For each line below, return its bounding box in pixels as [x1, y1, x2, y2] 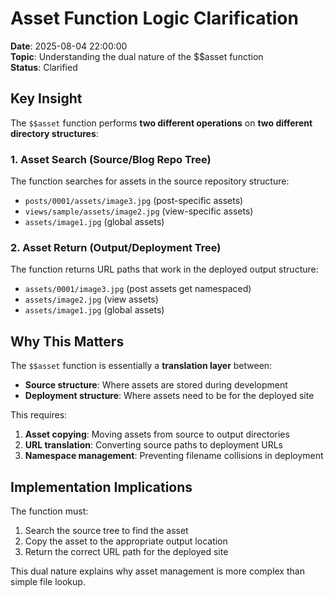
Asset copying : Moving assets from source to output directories [24, 428, 290, 441]
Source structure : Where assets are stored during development [24, 379, 288, 391]
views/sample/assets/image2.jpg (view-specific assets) [24, 205, 254, 217]
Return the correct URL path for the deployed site [24, 545, 229, 557]
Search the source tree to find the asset [24, 524, 189, 536]
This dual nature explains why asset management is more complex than [10, 565, 305, 577]
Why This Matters [10, 333, 125, 350]
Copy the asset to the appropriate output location [24, 535, 228, 547]
